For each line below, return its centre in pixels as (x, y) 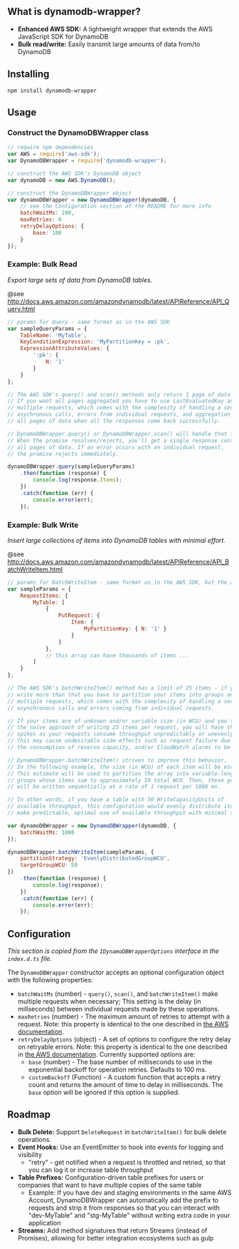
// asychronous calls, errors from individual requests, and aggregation (119, 414)
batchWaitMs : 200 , (47, 213)
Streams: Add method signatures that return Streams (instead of (112, 1230)
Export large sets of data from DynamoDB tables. (80, 280)
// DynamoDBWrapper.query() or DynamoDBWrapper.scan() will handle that (117, 434)
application (45, 1223)
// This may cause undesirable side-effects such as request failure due (119, 741)
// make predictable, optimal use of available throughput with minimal (117, 813)
